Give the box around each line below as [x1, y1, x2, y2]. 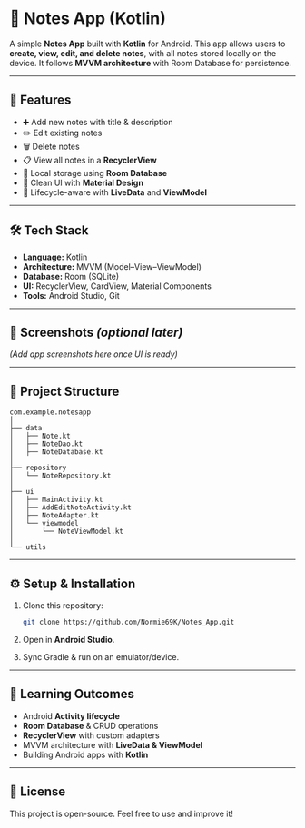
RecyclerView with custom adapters [22, 730, 161, 741]
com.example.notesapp [9, 408, 92, 417]
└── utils [9, 543, 47, 552]
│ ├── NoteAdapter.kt [9, 511, 100, 520]
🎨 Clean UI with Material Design [22, 177, 143, 188]
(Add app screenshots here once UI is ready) [9, 349, 179, 360]
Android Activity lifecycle [22, 710, 121, 721]
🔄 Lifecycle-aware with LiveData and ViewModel [22, 186, 207, 198]
